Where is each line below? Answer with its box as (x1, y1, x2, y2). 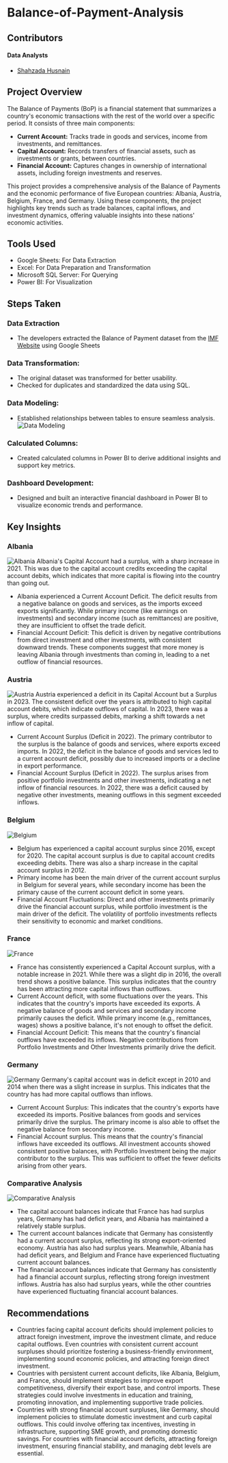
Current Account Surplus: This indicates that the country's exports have (16, 1103, 220, 1112)
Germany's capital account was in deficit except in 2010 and (41, 1075, 211, 1084)
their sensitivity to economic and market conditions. (16, 916, 163, 925)
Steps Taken (7, 298, 61, 310)
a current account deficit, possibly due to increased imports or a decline (16, 755, 220, 763)
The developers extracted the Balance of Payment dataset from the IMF (16, 334, 219, 342)
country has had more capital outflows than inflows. (7, 1090, 154, 1099)
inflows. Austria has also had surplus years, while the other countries (16, 1280, 212, 1288)
